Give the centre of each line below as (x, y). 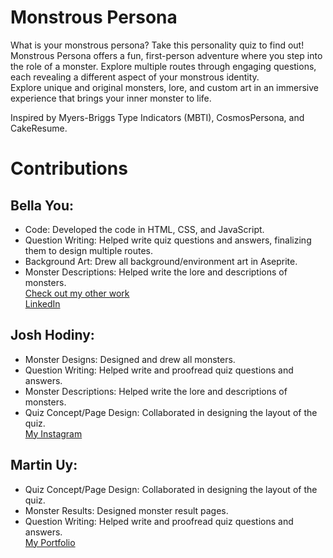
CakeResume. (39, 128)
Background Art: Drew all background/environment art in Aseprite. (161, 261)
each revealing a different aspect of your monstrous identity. (135, 77)
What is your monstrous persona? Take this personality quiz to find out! (157, 45)
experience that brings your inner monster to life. (111, 98)
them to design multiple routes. (89, 250)
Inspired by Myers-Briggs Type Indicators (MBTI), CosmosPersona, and (157, 117)
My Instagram (53, 433)
